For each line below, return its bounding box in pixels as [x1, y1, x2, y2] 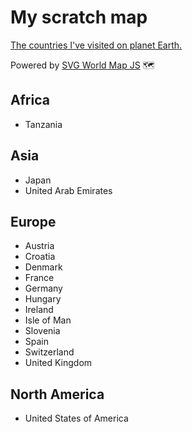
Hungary [24, 293, 62, 305]
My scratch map [10, 6, 148, 29]
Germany [24, 282, 63, 295]
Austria [24, 240, 55, 252]
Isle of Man [24, 314, 72, 326]
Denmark [24, 261, 63, 273]
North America [10, 386, 105, 403]
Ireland [24, 304, 54, 316]
